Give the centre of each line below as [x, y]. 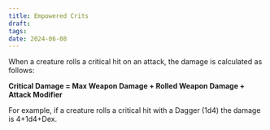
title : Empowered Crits [49, 16]
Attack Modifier [35, 95]
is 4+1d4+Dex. [33, 119]
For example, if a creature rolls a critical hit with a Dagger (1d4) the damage [135, 110]
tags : [17, 31]
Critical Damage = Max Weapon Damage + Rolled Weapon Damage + [127, 86]
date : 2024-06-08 [38, 39]
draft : [20, 24]
